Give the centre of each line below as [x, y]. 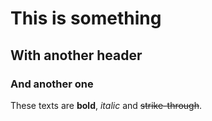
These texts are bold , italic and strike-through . [106, 105]
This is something [86, 18]
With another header [76, 55]
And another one [52, 84]
